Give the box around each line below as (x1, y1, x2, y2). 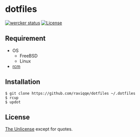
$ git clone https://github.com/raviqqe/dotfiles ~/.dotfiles (5, 91, 136, 96)
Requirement (5, 34, 46, 43)
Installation (5, 78, 40, 86)
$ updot (5, 99, 21, 105)
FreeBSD (19, 53, 38, 59)
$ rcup (5, 95, 19, 100)
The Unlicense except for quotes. (5, 126, 73, 132)
